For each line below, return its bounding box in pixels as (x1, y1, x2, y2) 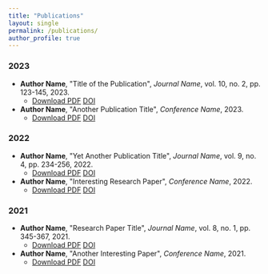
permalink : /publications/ (8, 26, 98, 34)
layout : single (8, 19, 59, 27)
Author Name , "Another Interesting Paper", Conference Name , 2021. (19, 249, 246, 259)
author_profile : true (8, 34, 81, 42)
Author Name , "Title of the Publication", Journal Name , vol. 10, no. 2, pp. (19, 79, 262, 88)
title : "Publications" (8, 11, 84, 20)
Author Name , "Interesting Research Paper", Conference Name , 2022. (19, 176, 253, 186)
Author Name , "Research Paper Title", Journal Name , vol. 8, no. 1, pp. (19, 224, 251, 233)
